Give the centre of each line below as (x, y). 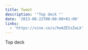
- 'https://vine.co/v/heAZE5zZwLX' (47, 28)
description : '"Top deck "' (34, 14)
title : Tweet (19, 10)
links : (12, 24)
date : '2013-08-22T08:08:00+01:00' (42, 19)
